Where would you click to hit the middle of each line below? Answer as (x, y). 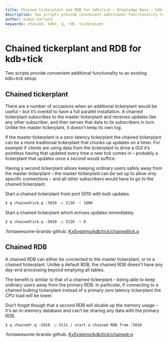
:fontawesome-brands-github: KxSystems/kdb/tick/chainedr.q (69, 334)
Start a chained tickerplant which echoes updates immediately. (70, 212)
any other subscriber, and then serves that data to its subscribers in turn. (80, 122)
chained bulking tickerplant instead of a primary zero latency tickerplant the (83, 290)
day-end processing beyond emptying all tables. (55, 270)
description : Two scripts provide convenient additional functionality (81, 15)
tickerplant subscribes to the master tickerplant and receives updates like (81, 117)
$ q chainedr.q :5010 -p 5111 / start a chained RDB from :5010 (73, 325)
